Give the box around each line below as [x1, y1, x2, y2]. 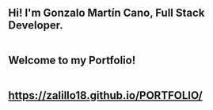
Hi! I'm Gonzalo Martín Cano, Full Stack [8, 6, 205, 20]
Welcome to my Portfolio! [8, 54, 136, 67]
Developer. [8, 19, 63, 32]
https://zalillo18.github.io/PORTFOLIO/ [8, 89, 203, 102]
